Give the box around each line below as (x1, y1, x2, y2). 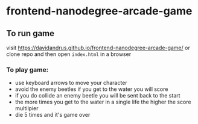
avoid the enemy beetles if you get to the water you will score (14, 85, 168, 93)
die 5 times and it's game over (14, 111, 91, 119)
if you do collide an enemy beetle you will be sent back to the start (14, 92, 180, 99)
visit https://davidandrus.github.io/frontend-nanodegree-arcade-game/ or (6, 44, 190, 51)
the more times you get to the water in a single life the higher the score (14, 98, 191, 106)
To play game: (6, 65, 49, 73)
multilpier (14, 105, 39, 112)
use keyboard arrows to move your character (14, 79, 128, 87)
